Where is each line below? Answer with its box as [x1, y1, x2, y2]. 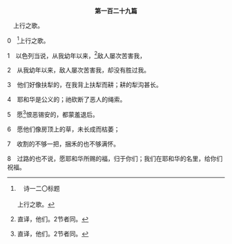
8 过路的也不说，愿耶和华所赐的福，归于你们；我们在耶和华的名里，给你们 [7, 154, 223, 162]
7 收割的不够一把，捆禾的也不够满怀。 [7, 140, 119, 148]
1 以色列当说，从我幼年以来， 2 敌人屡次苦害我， [7, 50, 146, 59]
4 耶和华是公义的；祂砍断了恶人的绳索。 [7, 95, 126, 104]
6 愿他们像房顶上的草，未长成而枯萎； [7, 124, 120, 133]
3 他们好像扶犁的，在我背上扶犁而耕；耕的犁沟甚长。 [7, 81, 162, 89]
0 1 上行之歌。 [7, 35, 50, 44]
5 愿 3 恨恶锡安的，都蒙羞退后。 [7, 109, 99, 118]
